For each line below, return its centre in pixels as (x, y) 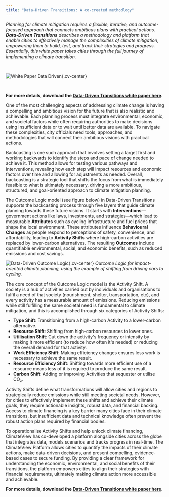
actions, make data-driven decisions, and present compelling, (70, 453)
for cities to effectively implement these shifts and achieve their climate (79, 400)
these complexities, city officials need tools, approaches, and (69, 132)
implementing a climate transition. (41, 57)
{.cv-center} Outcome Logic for (101, 263)
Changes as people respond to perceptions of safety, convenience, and (80, 232)
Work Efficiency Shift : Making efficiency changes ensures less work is (87, 352)
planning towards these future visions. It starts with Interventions (74, 210)
